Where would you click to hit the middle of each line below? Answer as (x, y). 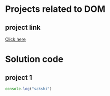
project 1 (19, 77)
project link (23, 27)
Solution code (34, 59)
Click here (16, 39)
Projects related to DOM (55, 9)
